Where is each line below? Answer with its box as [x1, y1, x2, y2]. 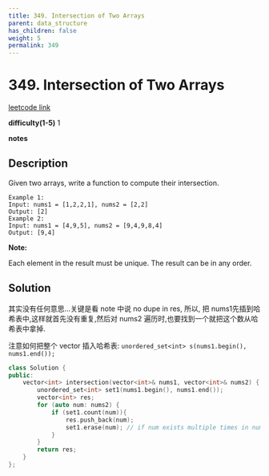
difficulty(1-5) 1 [8, 118, 61, 128]
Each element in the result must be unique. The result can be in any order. [8, 258, 252, 268]
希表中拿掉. [8, 324, 46, 333]
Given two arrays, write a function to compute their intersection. [8, 178, 219, 188]
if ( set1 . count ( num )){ [50, 408, 127, 417]
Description [8, 157, 68, 171]
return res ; [37, 446, 78, 454]
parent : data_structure [8, 19, 88, 27]
